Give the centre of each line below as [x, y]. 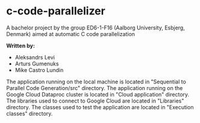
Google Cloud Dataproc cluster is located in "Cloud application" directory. [98, 94]
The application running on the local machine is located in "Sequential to [96, 82]
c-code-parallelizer [56, 11]
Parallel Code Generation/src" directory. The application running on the [95, 88]
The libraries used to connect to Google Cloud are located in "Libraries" [95, 101]
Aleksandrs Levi [35, 57]
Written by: [20, 46]
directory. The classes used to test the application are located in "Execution [100, 107]
